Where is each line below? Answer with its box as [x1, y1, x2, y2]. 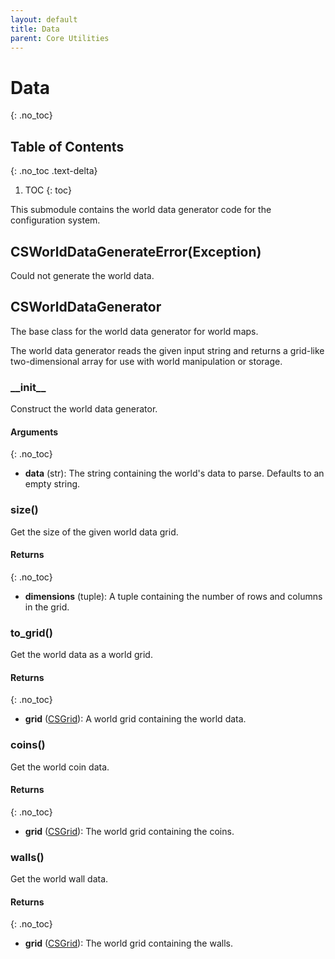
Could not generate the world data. [10, 269, 155, 281]
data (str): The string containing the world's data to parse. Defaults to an [24, 467, 325, 480]
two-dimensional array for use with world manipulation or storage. [10, 355, 283, 367]
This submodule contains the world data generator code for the [10, 204, 272, 216]
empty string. [24, 478, 81, 490]
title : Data [10, 24, 60, 34]
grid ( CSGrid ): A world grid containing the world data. [24, 713, 247, 725]
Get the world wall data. [10, 873, 109, 885]
